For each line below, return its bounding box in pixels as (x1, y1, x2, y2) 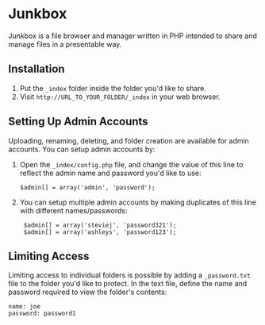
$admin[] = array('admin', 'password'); (19, 183, 156, 191)
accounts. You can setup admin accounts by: (8, 144, 156, 154)
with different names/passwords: (19, 205, 128, 215)
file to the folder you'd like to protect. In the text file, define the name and (8, 279, 248, 289)
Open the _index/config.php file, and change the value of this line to (19, 159, 244, 169)
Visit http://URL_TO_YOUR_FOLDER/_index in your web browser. (19, 92, 221, 101)
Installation (8, 63, 65, 76)
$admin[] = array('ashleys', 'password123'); (23, 227, 177, 236)
